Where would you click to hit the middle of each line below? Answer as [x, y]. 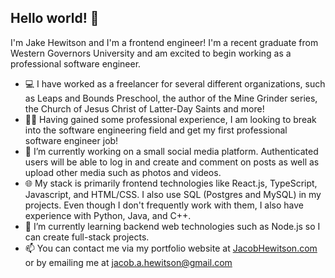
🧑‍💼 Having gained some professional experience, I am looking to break [170, 119]
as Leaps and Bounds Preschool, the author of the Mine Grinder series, [171, 98]
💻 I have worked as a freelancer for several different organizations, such [175, 83]
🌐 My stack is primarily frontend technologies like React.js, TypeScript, [171, 183]
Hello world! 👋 [55, 18]
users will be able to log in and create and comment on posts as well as [172, 162]
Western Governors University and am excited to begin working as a [151, 53]
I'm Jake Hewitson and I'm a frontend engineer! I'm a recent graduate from [164, 42]
